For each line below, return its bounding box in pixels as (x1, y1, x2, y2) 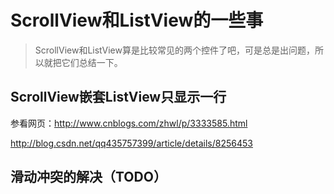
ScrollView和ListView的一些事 (10, 9, 264, 32)
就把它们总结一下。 (43, 56, 123, 68)
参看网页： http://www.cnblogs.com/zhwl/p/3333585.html (10, 117, 248, 129)
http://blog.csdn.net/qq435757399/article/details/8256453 (10, 137, 253, 149)
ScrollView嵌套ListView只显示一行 (10, 89, 227, 106)
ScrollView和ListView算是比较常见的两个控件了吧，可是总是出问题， (34, 44, 315, 56)
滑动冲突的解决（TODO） (10, 169, 167, 186)
